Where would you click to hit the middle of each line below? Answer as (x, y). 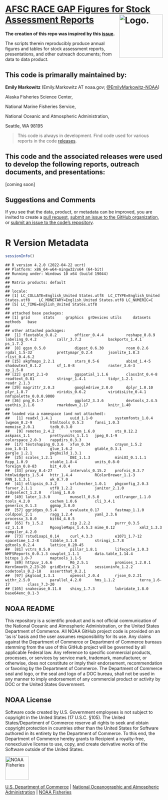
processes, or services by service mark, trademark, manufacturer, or (76, 658)
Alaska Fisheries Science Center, (39, 96)
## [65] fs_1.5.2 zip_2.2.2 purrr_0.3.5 (72, 523)
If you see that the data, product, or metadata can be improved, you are (79, 212)
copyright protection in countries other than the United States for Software (82, 728)
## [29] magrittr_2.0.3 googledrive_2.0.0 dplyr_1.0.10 (79, 388)
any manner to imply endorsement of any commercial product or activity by (83, 679)
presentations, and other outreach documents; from (58, 54)
